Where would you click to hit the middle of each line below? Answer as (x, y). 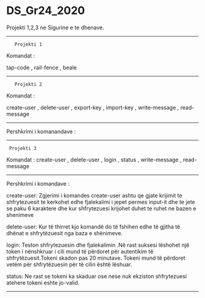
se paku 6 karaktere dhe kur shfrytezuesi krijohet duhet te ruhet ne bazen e (101, 208)
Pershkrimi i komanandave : (41, 131)
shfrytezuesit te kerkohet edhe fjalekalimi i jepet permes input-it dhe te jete (101, 202)
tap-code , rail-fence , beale (42, 67)
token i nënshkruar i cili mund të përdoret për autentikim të (80, 251)
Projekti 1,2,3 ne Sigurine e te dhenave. (56, 27)
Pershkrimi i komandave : (38, 183)
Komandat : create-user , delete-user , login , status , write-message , (94, 160)
